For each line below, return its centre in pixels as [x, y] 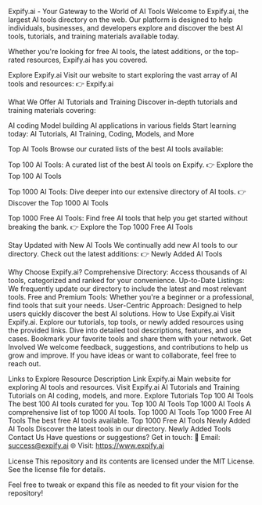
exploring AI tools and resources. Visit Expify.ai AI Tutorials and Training [124, 387]
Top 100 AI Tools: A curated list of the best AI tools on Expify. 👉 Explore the [131, 165]
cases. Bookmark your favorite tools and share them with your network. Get [130, 339]
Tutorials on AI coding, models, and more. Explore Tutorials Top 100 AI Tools [131, 396]
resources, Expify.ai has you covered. [88, 60]
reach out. [25, 363]
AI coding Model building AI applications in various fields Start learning [122, 125]
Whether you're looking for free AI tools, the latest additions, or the [116, 51]
